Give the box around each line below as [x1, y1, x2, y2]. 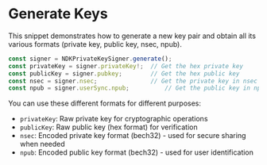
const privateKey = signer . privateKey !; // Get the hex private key [8, 62, 244, 70]
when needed [19, 140, 65, 149]
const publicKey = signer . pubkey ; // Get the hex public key [8, 69, 240, 78]
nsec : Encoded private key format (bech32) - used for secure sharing [19, 131, 246, 140]
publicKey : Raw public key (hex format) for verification [19, 122, 198, 132]
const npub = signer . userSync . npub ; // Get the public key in [8, 84, 250, 92]
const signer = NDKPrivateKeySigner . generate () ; [8, 55, 172, 63]
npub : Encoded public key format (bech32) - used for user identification [19, 148, 254, 157]
